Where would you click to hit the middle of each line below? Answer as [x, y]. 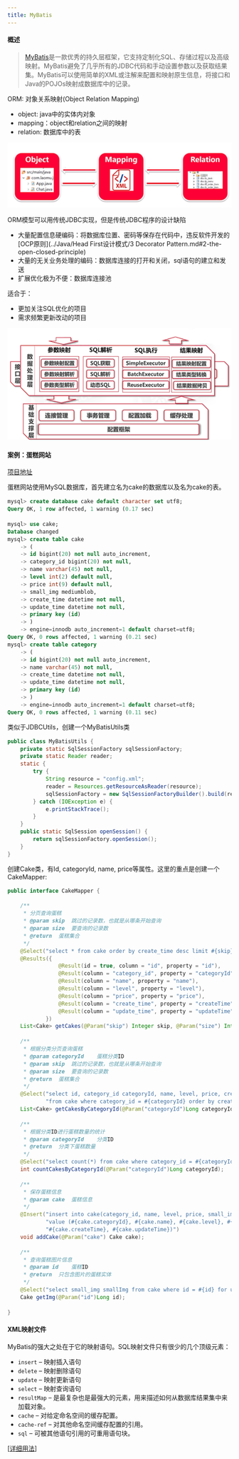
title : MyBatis [30, 15]
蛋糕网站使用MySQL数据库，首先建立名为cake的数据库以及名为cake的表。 [116, 487]
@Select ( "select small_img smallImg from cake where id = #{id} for [124, 1290]
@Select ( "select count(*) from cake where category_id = [106, 1162]
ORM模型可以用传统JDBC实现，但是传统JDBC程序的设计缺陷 [97, 220]
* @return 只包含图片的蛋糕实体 [67, 1275]
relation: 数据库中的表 [49, 131]
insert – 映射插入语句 [49, 1362]
